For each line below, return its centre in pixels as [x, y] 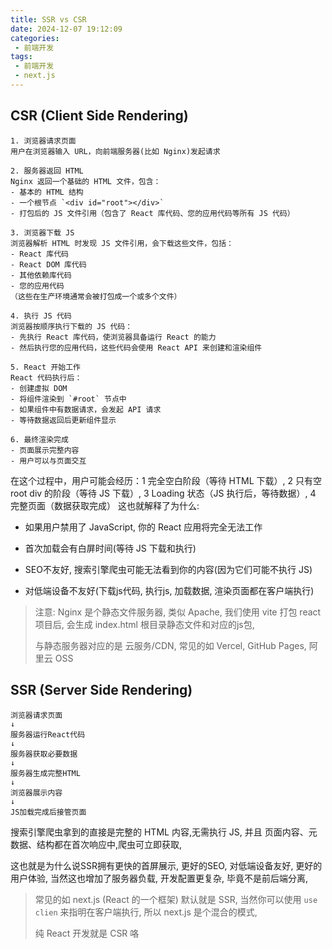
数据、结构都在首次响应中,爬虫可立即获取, [96, 844]
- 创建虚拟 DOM [39, 388]
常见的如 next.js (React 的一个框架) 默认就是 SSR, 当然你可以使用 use [176, 899]
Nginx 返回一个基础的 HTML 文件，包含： [86, 181]
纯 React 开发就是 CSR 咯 [87, 933]
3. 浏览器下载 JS [42, 232]
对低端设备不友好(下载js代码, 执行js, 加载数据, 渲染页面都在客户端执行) [169, 590]
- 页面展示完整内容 [45, 450]
